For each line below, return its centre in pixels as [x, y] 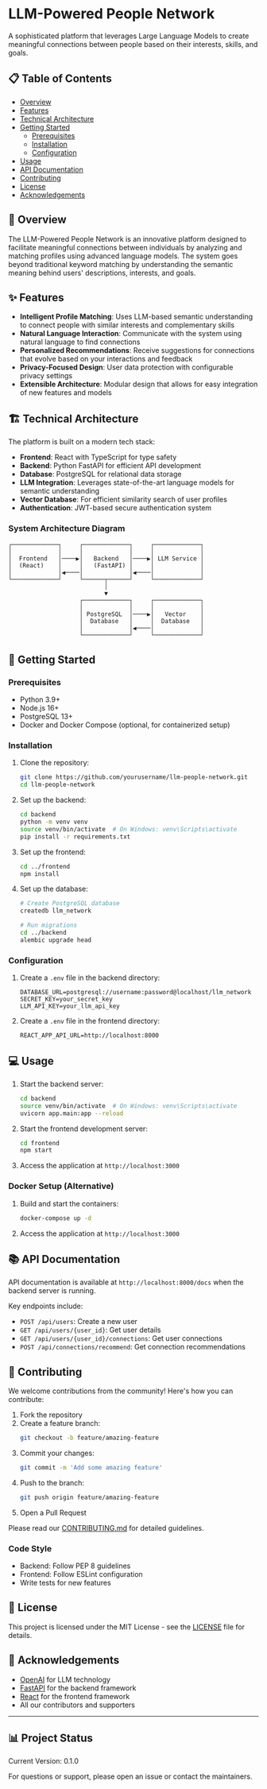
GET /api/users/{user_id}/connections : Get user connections [121, 1338]
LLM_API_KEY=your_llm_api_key [70, 1006]
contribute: [26, 1400]
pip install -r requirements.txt [75, 836]
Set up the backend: [53, 800]
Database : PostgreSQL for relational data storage [101, 474]
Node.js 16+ [39, 708]
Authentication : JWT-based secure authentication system [116, 508]
